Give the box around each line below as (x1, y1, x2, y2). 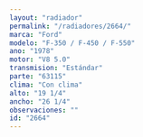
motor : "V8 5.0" (9, 55, 71, 64)
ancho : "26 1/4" (9, 96, 71, 106)
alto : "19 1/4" (9, 88, 67, 97)
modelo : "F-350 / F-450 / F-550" (9, 38, 136, 48)
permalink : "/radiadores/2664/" (9, 22, 131, 31)
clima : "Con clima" (9, 80, 83, 89)
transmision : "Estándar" (9, 64, 103, 73)
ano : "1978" (9, 47, 54, 56)
